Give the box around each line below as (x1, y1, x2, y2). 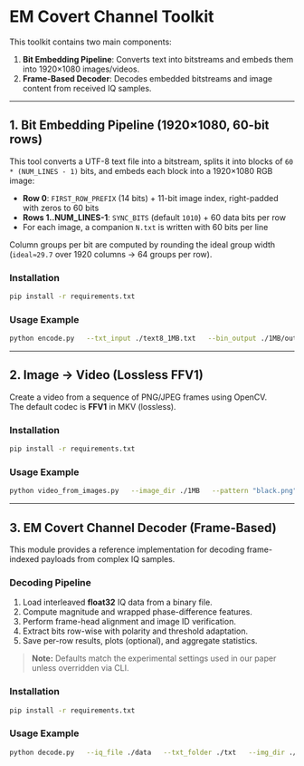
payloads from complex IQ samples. (41, 554, 176, 565)
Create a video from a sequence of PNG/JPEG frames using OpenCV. (9, 392, 268, 402)
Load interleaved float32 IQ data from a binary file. (22, 596, 213, 608)
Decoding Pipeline (9, 576, 92, 588)
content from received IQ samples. (22, 82, 152, 93)
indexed (9, 554, 40, 565)
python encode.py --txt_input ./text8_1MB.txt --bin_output (9, 334, 257, 344)
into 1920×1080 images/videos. (22, 63, 140, 74)
